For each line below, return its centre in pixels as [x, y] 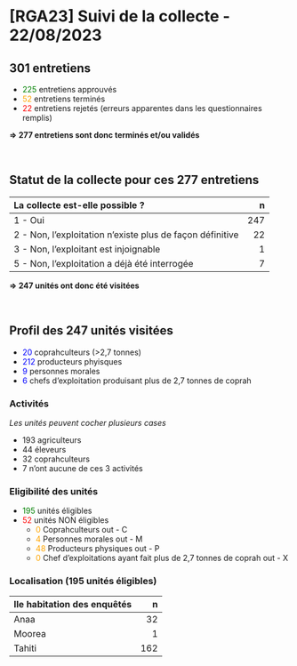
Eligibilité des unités [54, 491]
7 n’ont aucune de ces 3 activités [83, 468]
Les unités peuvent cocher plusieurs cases [88, 422]
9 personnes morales [61, 371]
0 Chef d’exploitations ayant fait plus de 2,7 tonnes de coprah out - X [162, 558]
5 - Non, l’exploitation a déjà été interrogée [104, 263]
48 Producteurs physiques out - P [97, 549]
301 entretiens [50, 68]
